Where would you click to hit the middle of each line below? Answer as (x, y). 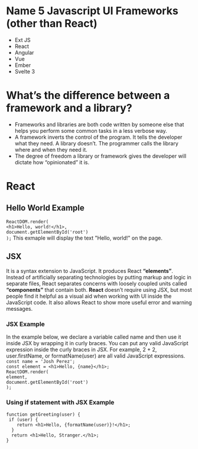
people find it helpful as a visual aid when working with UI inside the (89, 296)
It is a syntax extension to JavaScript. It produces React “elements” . (90, 270)
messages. (20, 308)
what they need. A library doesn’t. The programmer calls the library (96, 143)
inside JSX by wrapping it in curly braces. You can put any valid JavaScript (97, 343)
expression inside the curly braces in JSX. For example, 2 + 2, (82, 349)
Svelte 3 (25, 71)
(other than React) (52, 23)
